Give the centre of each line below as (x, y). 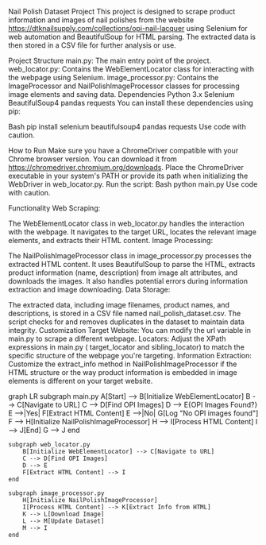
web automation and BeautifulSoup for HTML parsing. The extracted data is (132, 37)
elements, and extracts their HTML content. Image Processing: (110, 240)
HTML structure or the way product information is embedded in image (123, 372)
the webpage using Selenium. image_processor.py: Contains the (114, 77)
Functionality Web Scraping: (54, 208)
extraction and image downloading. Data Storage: (89, 290)
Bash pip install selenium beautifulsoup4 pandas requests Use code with (127, 127)
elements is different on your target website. (81, 381)
